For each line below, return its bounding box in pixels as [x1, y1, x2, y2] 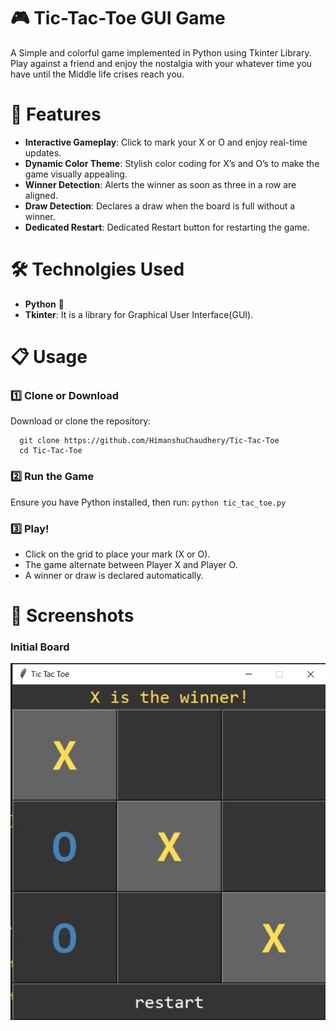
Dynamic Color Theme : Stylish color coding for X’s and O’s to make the [24, 157, 320, 169]
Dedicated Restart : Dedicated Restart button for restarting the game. [24, 221, 310, 233]
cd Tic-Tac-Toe [19, 446, 83, 456]
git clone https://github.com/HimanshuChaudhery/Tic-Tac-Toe [19, 436, 280, 446]
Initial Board [10, 640, 70, 654]
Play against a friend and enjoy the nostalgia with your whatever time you [10, 57, 313, 69]
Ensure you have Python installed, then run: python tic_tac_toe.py [10, 496, 287, 508]
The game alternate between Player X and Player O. [24, 558, 238, 570]
